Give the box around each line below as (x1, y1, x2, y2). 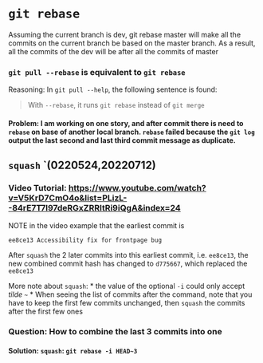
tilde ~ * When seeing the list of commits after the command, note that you (8, 290, 253, 299)
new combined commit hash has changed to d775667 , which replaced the (8, 258, 248, 268)
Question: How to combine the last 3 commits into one (8, 326, 222, 337)
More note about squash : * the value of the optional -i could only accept (8, 281, 245, 290)
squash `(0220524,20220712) (8, 159, 157, 172)
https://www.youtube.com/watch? (68, 183, 206, 194)
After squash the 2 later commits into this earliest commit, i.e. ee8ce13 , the (8, 250, 249, 259)
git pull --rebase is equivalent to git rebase (8, 66, 186, 77)
